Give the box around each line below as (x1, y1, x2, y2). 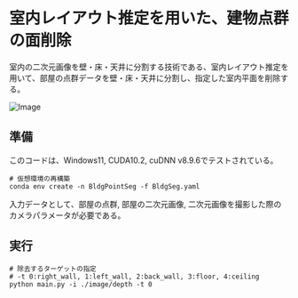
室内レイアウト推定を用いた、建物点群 (9, 8, 290, 28)
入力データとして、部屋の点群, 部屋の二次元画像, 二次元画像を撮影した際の (9, 198, 282, 209)
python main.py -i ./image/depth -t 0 (9, 279, 153, 289)
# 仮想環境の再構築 (9, 174, 71, 183)
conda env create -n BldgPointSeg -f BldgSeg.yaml (9, 181, 200, 191)
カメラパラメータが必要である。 (9, 210, 126, 221)
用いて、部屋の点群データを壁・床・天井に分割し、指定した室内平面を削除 (9, 72, 281, 83)
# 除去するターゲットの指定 (9, 264, 98, 273)
